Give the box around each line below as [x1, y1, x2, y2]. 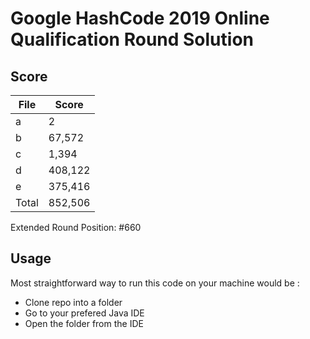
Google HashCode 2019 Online [10, 7, 270, 30]
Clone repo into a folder [24, 296, 123, 308]
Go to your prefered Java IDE [24, 307, 145, 319]
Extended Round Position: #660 [10, 222, 142, 233]
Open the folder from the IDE [24, 317, 144, 329]
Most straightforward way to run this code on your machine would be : [10, 277, 300, 289]
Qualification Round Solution [10, 28, 254, 51]
